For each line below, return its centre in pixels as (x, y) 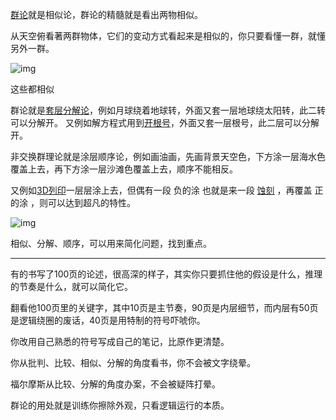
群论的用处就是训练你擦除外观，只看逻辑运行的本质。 (120, 405)
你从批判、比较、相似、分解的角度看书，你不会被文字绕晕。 (133, 362)
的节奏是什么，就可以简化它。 (71, 286)
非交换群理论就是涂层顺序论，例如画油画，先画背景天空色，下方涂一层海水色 (168, 156)
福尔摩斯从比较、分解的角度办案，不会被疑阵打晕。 (115, 384)
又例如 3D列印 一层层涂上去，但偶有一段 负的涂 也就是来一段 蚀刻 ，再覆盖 (161, 190)
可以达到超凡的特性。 (91, 202)
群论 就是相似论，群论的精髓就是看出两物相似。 (106, 14)
